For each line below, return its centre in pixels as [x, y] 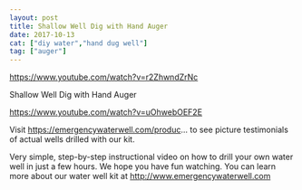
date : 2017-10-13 [42, 34]
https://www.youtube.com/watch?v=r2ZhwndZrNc [104, 77]
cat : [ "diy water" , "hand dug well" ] [78, 43]
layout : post [34, 18]
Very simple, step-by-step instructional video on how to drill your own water [151, 157]
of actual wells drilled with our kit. [72, 139]
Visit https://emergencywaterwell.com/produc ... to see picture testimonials [149, 130]
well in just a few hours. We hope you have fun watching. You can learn [143, 166]
